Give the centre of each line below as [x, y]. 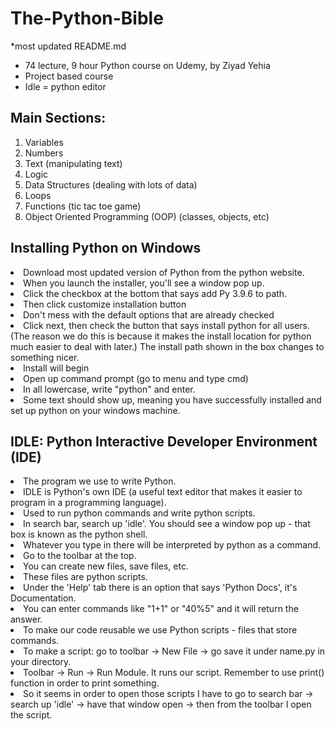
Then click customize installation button [105, 304]
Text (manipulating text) [73, 163]
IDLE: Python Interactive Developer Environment [164, 441]
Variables [44, 142]
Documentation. [43, 598]
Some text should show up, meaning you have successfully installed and [172, 399]
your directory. [41, 662]
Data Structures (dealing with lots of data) [111, 184]
